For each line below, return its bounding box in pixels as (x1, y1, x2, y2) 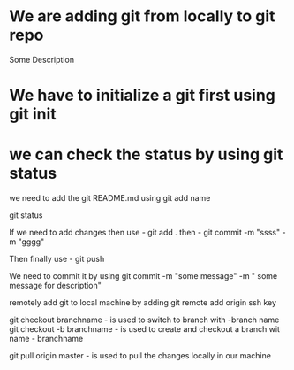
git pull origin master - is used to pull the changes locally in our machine (9, 351, 272, 361)
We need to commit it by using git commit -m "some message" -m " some (9, 271, 278, 281)
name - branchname (9, 334, 84, 344)
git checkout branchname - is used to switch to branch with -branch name (9, 314, 280, 325)
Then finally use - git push (9, 254, 105, 265)
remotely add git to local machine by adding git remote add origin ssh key (9, 297, 276, 308)
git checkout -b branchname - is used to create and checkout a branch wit (9, 324, 281, 335)
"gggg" (18, 236, 45, 247)
